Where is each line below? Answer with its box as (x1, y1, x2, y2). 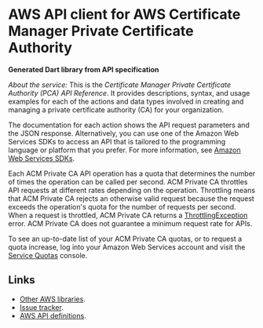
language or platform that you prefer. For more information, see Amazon (8, 145, 241, 155)
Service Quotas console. (8, 250, 88, 260)
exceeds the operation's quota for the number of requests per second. (8, 202, 237, 211)
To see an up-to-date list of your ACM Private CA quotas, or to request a (8, 234, 243, 243)
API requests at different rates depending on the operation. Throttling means (8, 185, 256, 195)
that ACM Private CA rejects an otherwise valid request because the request (8, 194, 255, 203)
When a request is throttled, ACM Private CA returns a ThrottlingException (8, 210, 248, 220)
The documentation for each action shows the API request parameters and (8, 120, 250, 129)
